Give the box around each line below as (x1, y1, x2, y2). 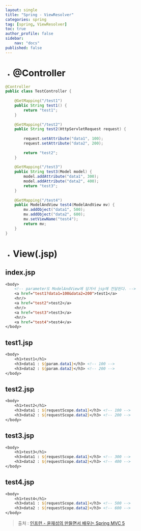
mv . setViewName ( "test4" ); (23, 217, 79, 222)
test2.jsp (5, 385, 35, 394)
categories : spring (5, 17, 47, 22)
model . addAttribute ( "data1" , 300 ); (23, 174, 99, 179)
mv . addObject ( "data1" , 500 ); (23, 207, 86, 212)
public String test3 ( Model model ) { (14, 169, 93, 175)
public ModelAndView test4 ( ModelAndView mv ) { (14, 202, 115, 208)
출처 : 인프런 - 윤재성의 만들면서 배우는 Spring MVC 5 (17, 520, 125, 526)
